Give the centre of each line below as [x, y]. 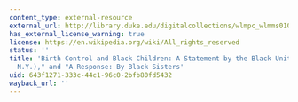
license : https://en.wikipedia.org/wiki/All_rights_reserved [125, 42]
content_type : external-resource [71, 17]
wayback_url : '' [39, 83]
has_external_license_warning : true [77, 34]
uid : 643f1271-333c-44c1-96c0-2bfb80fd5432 [91, 75]
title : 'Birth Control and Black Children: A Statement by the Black [141, 59]
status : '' [29, 51]
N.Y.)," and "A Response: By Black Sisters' [101, 67]
